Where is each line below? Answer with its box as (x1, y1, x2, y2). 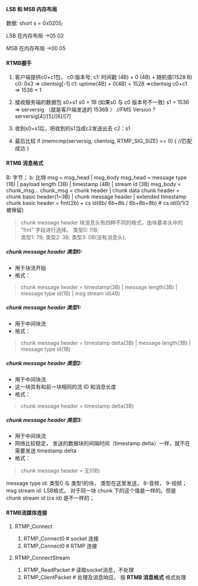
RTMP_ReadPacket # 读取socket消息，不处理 (23, 566, 134, 573)
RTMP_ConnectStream (14, 554, 70, 561)
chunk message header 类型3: (6, 416, 83, 424)
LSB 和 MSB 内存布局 (6, 5, 57, 12)
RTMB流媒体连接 (6, 509, 47, 516)
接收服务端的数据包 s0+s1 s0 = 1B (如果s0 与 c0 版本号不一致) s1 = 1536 (14, 99, 189, 106)
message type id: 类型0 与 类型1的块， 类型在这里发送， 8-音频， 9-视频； (6, 480, 187, 487)
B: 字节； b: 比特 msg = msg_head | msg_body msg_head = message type (6, 174, 187, 181)
